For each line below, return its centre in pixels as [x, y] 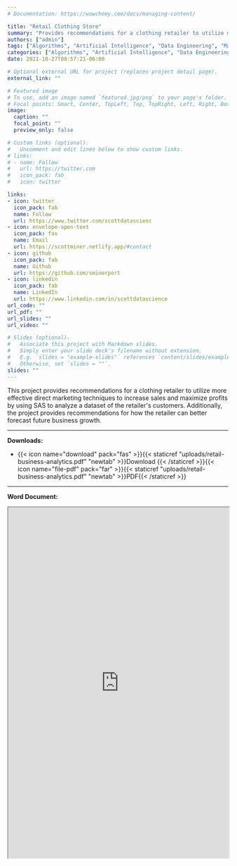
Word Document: [33, 496]
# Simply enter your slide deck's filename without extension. [104, 351]
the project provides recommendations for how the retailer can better [107, 413]
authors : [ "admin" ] [36, 39]
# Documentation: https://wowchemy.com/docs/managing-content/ [102, 14]
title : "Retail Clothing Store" [54, 26]
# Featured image [33, 91]
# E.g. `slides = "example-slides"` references [81, 357]
